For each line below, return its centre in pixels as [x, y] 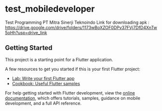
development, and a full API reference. [43, 103]
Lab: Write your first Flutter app [43, 78]
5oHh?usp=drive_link [26, 32]
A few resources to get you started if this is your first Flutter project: [73, 69]
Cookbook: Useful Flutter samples [46, 83]
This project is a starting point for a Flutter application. [59, 60]
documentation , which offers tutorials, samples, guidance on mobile [73, 98]
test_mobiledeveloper [50, 9]
